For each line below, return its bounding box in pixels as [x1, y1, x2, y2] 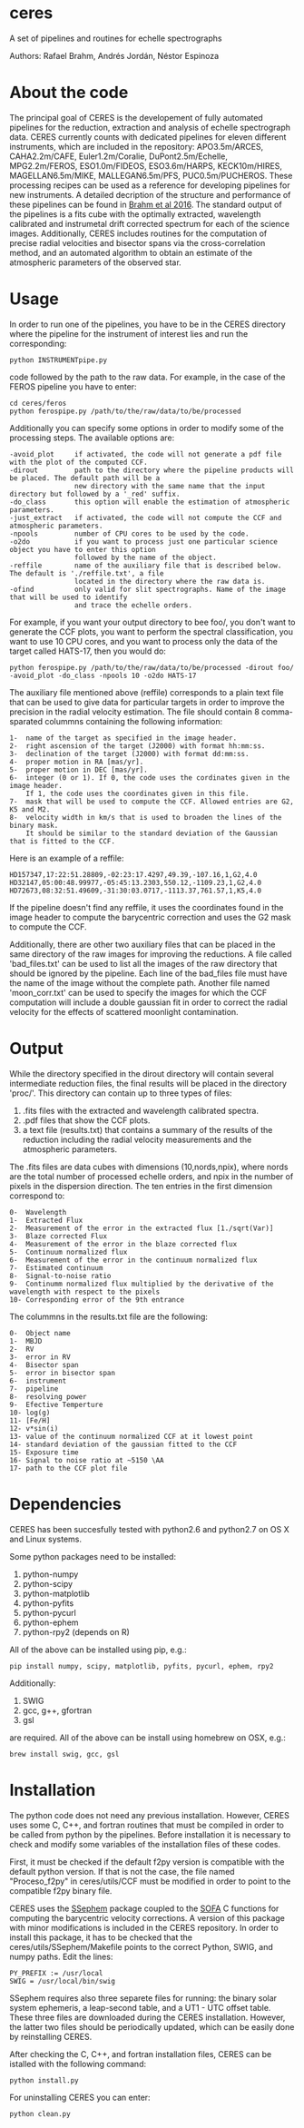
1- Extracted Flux [9, 1216, 83, 1225]
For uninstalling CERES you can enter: [9, 2092, 152, 2103]
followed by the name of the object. [74, 553, 218, 562]
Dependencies [9, 1493, 122, 1514]
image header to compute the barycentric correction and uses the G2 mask [9, 911, 292, 922]
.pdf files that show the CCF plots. [22, 1115, 151, 1126]
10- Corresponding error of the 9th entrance [9, 1295, 184, 1305]
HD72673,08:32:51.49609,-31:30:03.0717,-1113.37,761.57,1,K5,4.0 [9, 886, 261, 895]
